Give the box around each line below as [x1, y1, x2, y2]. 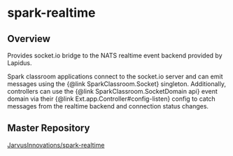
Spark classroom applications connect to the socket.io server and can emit [7, 72, 223, 80]
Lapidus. [7, 59, 33, 67]
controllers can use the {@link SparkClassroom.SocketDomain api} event [7, 87, 218, 95]
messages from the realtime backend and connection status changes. [7, 102, 209, 110]
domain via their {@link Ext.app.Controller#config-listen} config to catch [7, 94, 216, 103]
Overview [7, 33, 51, 45]
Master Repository [7, 122, 90, 134]
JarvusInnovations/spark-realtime [7, 141, 105, 149]
